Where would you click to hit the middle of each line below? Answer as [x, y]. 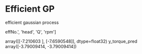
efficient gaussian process [32, 22]
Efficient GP [30, 9]
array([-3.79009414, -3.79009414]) [41, 46]
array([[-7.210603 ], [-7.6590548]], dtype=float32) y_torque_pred [71, 41]
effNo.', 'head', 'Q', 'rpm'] [31, 32]
